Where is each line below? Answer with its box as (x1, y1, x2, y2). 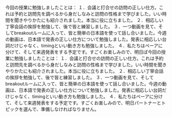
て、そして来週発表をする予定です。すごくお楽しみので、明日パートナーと (5, 100, 161, 106)
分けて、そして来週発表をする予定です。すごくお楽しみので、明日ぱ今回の (5, 49, 161, 55)
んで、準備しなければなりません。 (27, 106, 99, 112)
